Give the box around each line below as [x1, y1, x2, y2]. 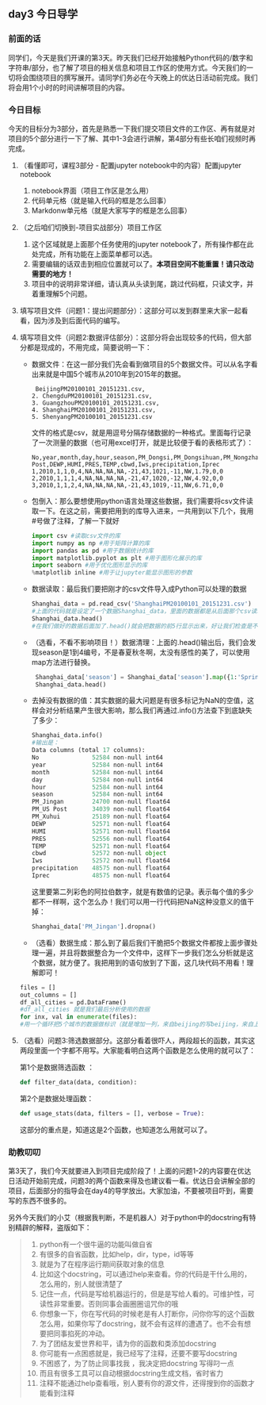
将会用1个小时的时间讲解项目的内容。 [8, 83, 129, 92]
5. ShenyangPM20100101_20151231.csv [31, 413, 153, 420]
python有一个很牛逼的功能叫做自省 [39, 1240, 153, 1250]
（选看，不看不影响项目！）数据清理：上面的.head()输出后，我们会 [31, 637, 249, 647]
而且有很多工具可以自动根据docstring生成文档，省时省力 [39, 1369, 224, 1378]
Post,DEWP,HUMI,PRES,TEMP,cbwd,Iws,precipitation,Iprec [31, 460, 220, 468]
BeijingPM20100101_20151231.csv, [35, 385, 146, 393]
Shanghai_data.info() [31, 731, 103, 739]
